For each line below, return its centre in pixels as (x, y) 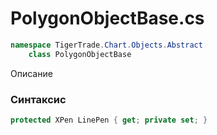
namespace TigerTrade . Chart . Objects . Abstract (106, 45)
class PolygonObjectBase (80, 54)
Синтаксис (38, 99)
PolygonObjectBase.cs (107, 18)
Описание (31, 73)
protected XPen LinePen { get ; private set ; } (109, 120)
